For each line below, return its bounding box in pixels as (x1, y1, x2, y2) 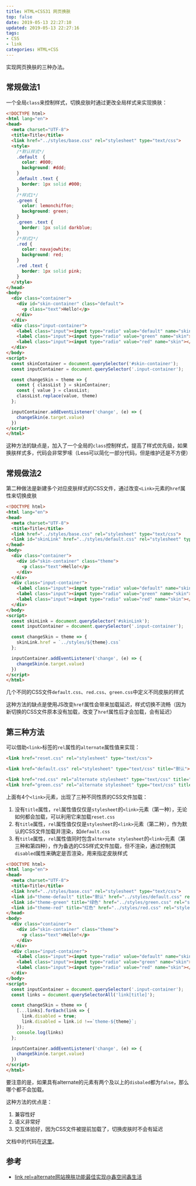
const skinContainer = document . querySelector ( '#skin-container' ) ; (11, 360, 179, 366)
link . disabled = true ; (21, 1013, 77, 1019)
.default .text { (16, 176, 59, 182)
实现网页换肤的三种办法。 (6, 63, 68, 70)
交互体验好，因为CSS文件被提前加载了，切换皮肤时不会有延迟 (14, 1125, 163, 1132)
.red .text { (16, 263, 48, 269)
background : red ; (21, 252, 64, 258)
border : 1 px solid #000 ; (21, 181, 82, 187)
